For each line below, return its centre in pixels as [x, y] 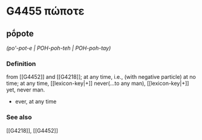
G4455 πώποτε [45, 11]
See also [19, 118]
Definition [21, 64]
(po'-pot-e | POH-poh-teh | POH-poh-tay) [59, 48]
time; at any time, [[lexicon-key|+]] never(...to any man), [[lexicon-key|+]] [98, 84]
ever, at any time [36, 102]
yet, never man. [26, 90]
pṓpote [20, 34]
